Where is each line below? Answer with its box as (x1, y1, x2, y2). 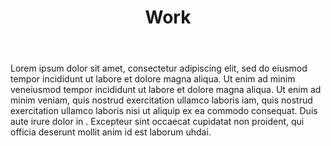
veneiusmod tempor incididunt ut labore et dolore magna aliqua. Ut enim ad (10, 84, 322, 96)
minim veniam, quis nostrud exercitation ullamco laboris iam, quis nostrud (10, 94, 313, 106)
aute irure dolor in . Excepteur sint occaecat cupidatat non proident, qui (10, 116, 305, 128)
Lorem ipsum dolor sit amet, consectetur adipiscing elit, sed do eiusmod (10, 62, 308, 75)
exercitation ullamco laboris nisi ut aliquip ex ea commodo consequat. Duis (10, 105, 318, 117)
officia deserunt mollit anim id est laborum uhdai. (10, 126, 212, 138)
